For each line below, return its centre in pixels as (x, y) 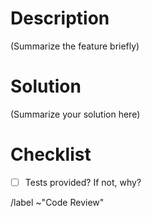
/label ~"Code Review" (57, 202)
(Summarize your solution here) (75, 114)
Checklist (51, 154)
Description (60, 18)
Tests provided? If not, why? (83, 182)
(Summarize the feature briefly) (75, 46)
